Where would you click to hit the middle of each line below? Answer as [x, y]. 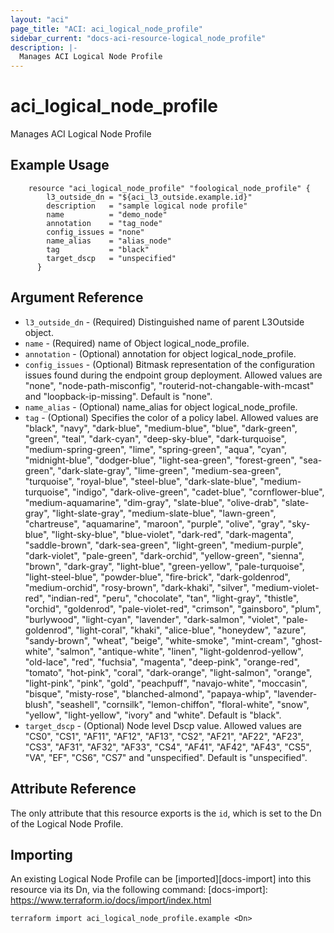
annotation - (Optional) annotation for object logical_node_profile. [160, 353]
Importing [41, 854]
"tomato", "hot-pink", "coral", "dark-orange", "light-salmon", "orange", [168, 672]
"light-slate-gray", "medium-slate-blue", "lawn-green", [164, 513]
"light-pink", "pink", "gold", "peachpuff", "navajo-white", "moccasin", [166, 683]
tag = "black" [98, 249]
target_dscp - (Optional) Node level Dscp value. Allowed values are [163, 725]
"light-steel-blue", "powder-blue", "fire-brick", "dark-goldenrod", [157, 577]
